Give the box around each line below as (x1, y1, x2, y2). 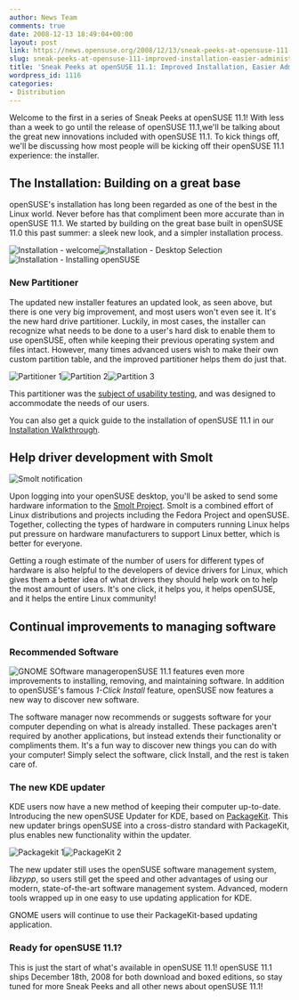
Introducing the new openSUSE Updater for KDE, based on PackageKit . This (9, 811, 289, 822)
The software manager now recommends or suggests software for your (9, 711, 272, 722)
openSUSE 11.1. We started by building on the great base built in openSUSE (9, 218, 284, 229)
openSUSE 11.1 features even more (118, 666, 245, 677)
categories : (9, 79, 53, 88)
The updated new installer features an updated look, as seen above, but (9, 297, 273, 307)
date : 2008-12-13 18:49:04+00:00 (9, 29, 133, 38)
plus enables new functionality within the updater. (9, 830, 192, 841)
